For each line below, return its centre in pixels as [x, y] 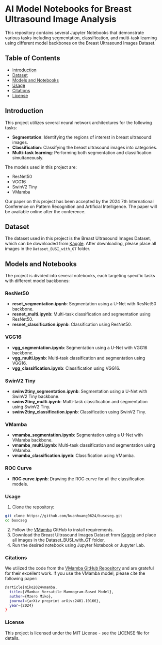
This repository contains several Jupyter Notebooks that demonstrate [74, 32]
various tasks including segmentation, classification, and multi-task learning [81, 38]
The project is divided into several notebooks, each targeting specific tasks [80, 276]
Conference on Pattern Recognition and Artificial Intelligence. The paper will [81, 206]
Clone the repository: [33, 507]
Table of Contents [33, 58]
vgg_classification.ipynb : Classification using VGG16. [66, 368]
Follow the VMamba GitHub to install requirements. [63, 530]
